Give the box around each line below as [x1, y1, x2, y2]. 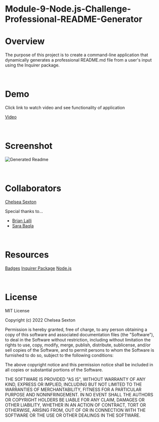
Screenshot [5, 141, 53, 151]
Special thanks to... [5, 208, 43, 214]
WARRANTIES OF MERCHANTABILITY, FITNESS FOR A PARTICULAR [5, 387, 142, 392]
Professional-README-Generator [5, 14, 143, 25]
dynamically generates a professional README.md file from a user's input [5, 57, 152, 63]
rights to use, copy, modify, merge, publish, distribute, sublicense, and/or [5, 342, 151, 348]
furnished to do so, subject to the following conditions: [5, 352, 114, 358]
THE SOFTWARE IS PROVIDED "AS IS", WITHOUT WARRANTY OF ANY [5, 376, 146, 382]
